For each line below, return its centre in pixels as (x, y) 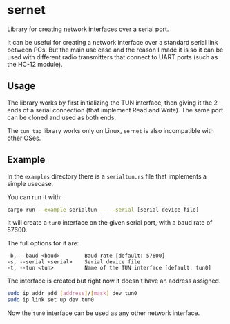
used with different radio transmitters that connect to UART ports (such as (113, 57)
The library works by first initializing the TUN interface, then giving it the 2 (113, 103)
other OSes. (24, 138)
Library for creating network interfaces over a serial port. (88, 29)
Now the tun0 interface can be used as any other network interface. (104, 313)
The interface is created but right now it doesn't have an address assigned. (114, 281)
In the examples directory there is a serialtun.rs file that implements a (107, 176)
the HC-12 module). (35, 64)
